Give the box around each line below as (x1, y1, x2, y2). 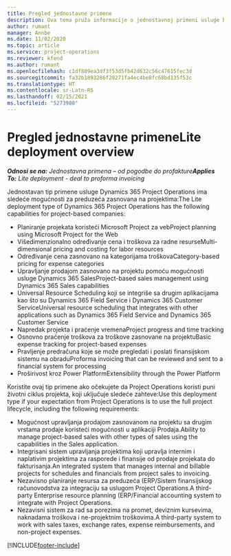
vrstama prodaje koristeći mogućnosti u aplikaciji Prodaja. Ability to (16, 425, 206, 433)
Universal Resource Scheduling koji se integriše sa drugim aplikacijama (16, 289, 219, 297)
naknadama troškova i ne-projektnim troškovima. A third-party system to (16, 513, 221, 521)
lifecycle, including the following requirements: (7, 404, 140, 413)
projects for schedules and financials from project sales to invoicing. (16, 469, 211, 477)
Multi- (200, 237, 218, 245)
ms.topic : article (7, 42, 60, 49)
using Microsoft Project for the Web (16, 230, 118, 238)
